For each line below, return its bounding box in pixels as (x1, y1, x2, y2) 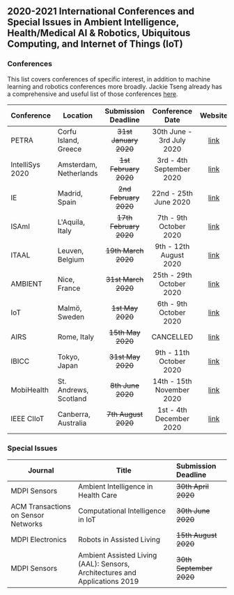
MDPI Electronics (10, 534, 68, 544)
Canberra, (57, 409, 91, 419)
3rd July (159, 135, 186, 145)
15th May (109, 327, 141, 337)
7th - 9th (157, 212, 188, 222)
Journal (27, 466, 54, 475)
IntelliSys (10, 159, 40, 169)
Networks (10, 518, 43, 528)
